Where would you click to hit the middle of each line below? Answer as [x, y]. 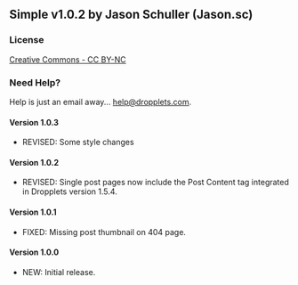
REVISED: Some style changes [78, 142]
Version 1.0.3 [34, 122]
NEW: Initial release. [59, 272]
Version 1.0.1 [33, 212]
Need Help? [35, 82]
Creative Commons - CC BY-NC [68, 59]
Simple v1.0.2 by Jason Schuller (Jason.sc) [131, 15]
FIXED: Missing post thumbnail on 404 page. [104, 232]
